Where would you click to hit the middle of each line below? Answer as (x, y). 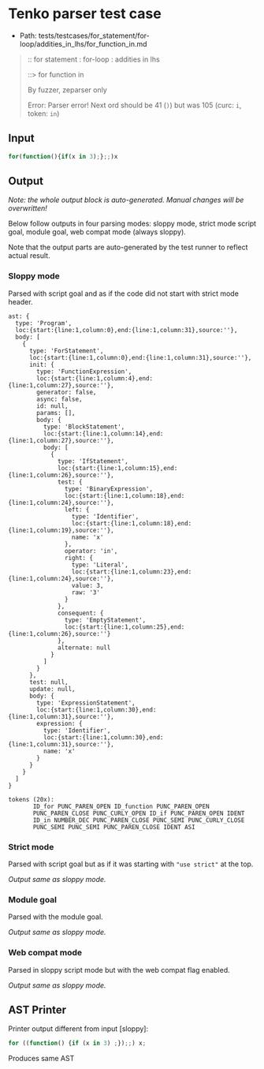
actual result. (29, 256)
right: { (78, 558)
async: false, (59, 399)
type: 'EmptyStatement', (105, 620)
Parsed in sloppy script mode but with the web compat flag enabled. (119, 970)
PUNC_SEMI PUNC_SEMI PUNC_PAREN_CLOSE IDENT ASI (114, 827)
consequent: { (81, 613)
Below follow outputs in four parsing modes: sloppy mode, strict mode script (132, 224)
